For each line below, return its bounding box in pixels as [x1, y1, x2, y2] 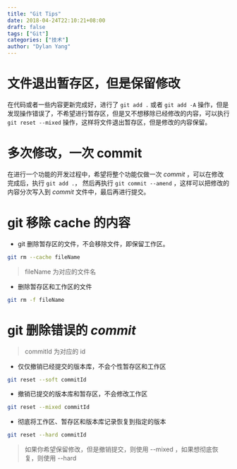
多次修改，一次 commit [7, 145, 142, 162]
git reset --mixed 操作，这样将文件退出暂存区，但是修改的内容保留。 [7, 118, 212, 126]
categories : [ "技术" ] [7, 37, 69, 44]
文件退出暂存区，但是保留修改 [7, 75, 181, 92]
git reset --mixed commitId [7, 403, 90, 411]
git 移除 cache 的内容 [7, 215, 131, 231]
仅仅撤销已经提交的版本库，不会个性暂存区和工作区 [17, 362, 166, 370]
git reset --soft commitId [7, 376, 87, 383]
